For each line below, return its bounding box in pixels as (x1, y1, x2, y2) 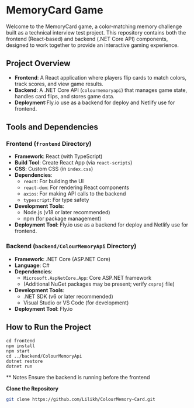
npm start (6, 348, 30, 354)
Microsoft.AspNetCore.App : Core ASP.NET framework (23, 274, 152, 281)
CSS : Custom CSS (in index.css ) (14, 165, 93, 173)
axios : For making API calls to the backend (23, 190, 126, 197)
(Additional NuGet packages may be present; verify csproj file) (23, 280, 175, 287)
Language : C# (14, 262, 50, 269)
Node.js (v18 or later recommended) (23, 209, 110, 216)
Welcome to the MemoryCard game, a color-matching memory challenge (6, 23, 182, 30)
